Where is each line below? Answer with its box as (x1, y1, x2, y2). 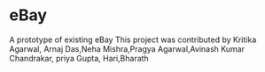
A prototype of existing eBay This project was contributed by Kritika (9, 34, 257, 45)
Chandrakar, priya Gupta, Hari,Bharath (9, 53, 149, 63)
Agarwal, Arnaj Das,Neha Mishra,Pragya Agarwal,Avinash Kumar (9, 43, 246, 54)
